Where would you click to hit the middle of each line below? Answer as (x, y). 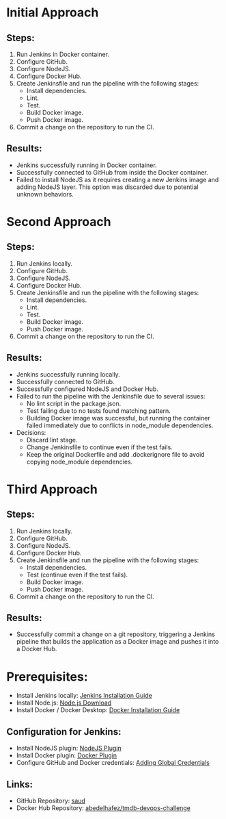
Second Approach (59, 222)
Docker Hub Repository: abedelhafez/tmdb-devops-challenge (103, 808)
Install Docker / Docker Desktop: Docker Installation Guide (98, 710)
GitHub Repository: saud (51, 801)
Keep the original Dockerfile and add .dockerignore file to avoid (116, 454)
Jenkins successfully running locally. (68, 374)
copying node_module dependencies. (80, 462)
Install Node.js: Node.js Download (64, 703)
